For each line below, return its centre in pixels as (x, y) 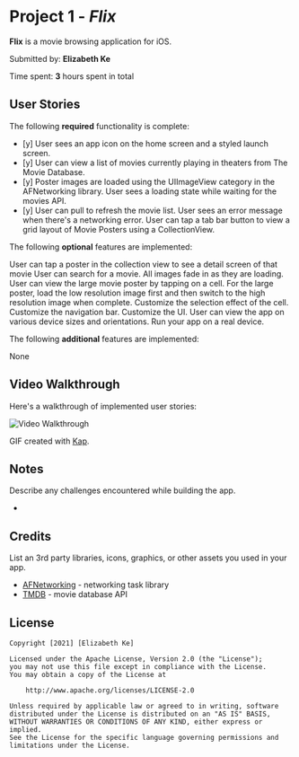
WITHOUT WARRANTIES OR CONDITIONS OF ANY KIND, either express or (136, 722)
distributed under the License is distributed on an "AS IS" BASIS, (140, 714)
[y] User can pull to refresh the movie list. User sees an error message (152, 210)
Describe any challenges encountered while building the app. (123, 490)
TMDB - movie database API (75, 594)
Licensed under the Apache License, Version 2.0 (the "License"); (136, 659)
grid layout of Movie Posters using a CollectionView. (119, 229)
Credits (31, 536)
